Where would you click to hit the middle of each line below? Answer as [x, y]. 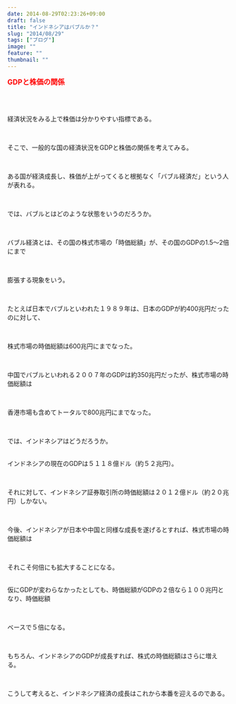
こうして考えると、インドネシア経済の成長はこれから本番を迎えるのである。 [118, 693]
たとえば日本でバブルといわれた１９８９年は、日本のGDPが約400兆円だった [118, 309]
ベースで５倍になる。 [38, 627]
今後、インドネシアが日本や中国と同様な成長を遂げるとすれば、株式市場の [115, 530]
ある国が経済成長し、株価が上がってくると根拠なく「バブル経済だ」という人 [118, 176]
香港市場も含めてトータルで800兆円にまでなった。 [81, 412]
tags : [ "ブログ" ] [31, 40]
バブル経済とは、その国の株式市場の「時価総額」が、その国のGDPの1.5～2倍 [118, 242]
